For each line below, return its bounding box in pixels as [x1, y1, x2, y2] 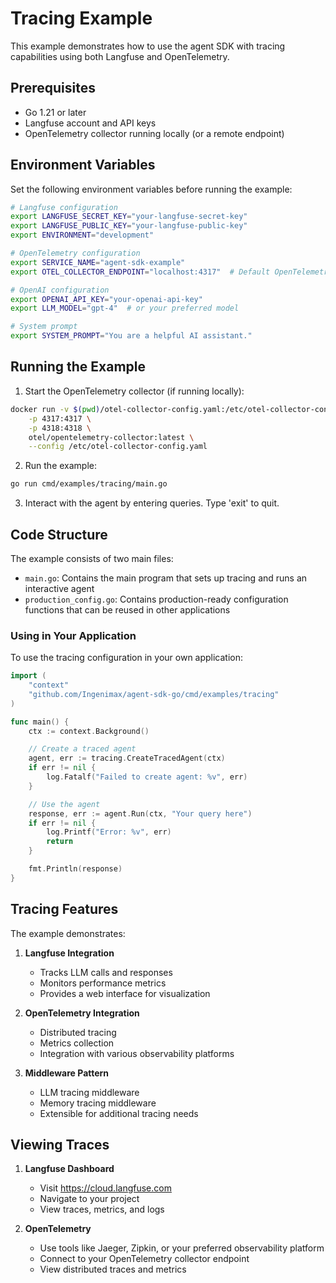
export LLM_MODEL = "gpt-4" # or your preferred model [10, 303, 240, 314]
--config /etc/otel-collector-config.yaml [28, 442, 208, 452]
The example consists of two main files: [10, 552, 174, 564]
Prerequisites [10, 80, 96, 97]
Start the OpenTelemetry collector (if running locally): [24, 385, 245, 397]
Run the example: [24, 460, 98, 472]
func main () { [10, 717, 70, 727]
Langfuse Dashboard [24, 1163, 115, 1175]
